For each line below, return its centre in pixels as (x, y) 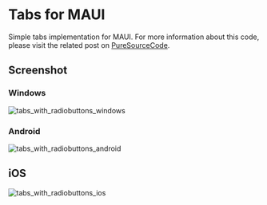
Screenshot (38, 71)
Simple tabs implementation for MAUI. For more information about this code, (134, 37)
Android (24, 131)
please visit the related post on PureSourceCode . (89, 45)
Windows (27, 93)
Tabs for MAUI (57, 15)
